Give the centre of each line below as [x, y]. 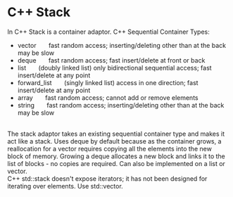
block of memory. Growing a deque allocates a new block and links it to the [116, 156]
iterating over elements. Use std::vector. [65, 186]
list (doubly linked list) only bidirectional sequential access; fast [115, 68]
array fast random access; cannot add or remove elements [108, 97]
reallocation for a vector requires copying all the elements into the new [110, 148]
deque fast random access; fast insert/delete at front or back [111, 60]
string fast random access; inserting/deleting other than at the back [121, 105]
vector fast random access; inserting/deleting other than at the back [122, 45]
